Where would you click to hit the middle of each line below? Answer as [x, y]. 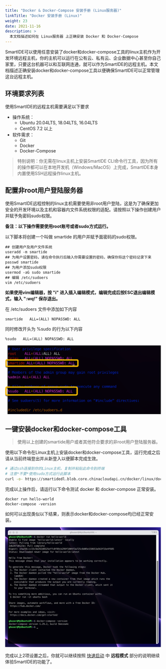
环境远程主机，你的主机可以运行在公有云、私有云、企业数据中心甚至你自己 [85, 58]
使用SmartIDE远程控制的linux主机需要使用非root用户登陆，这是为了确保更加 [82, 203]
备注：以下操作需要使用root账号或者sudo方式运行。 [58, 226]
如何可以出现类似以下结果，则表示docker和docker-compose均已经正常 [77, 514]
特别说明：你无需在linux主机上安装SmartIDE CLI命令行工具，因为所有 [87, 161]
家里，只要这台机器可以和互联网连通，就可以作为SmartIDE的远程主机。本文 [82, 64]
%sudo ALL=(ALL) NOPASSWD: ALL [40, 339]
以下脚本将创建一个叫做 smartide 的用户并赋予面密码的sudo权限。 [72, 237]
